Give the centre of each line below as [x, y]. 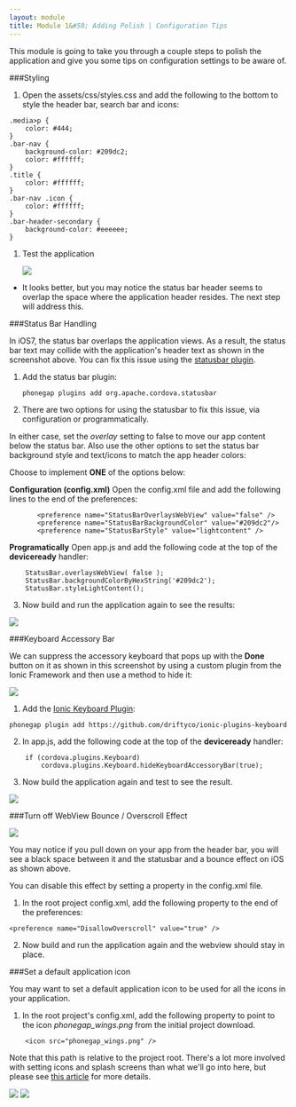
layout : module [37, 17]
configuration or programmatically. [85, 419]
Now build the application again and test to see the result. [127, 781]
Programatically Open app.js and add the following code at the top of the [143, 547]
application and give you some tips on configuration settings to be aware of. [148, 60]
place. [33, 954]
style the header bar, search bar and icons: [101, 104]
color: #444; [49, 128]
